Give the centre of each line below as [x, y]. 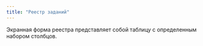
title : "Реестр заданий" [38, 12]
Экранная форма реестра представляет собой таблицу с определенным [102, 29]
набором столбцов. [32, 36]
